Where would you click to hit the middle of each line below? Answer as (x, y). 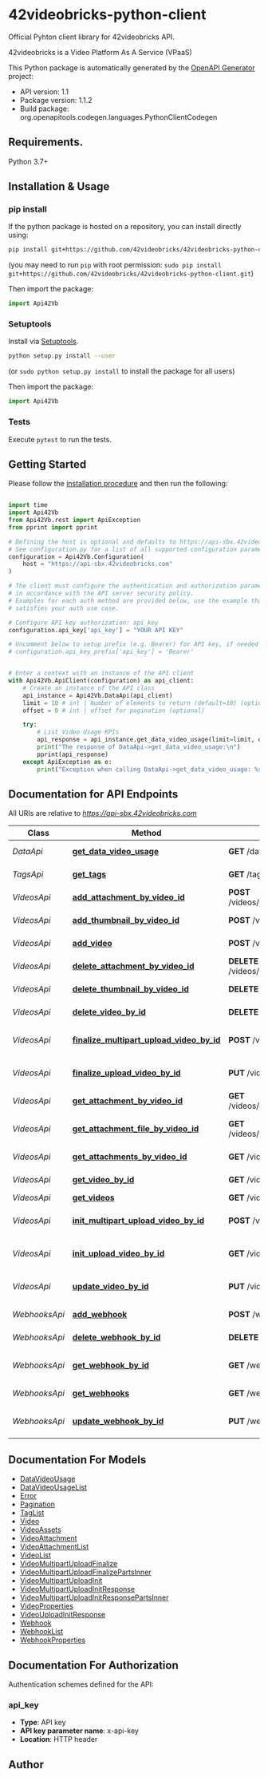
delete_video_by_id (109, 1012)
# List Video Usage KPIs (78, 732)
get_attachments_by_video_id (130, 1157)
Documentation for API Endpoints (93, 794)
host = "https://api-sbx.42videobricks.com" (98, 564)
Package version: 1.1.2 (56, 100)
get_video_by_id (103, 1180)
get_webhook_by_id (111, 1365)
